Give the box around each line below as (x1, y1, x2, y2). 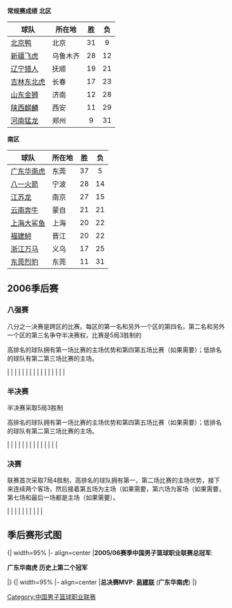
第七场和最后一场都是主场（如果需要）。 (7, 493, 119, 502)
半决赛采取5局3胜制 (7, 403, 64, 412)
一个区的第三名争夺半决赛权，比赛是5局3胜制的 (7, 331, 142, 339)
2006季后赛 (7, 283, 59, 294)
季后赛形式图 (7, 529, 62, 541)
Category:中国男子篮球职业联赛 (7, 593, 97, 601)
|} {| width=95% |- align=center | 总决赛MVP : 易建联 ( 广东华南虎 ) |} (7, 578, 197, 587)
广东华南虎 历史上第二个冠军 (7, 563, 88, 572)
